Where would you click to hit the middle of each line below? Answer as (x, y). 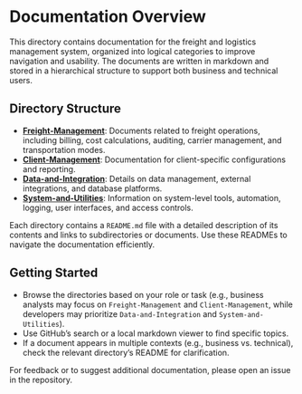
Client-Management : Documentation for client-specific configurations (154, 159)
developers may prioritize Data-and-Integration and (119, 313)
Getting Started (54, 273)
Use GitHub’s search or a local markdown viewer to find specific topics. (156, 333)
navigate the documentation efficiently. (82, 244)
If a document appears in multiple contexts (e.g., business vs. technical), (158, 342)
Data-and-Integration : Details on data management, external (137, 178)
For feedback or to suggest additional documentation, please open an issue (150, 370)
